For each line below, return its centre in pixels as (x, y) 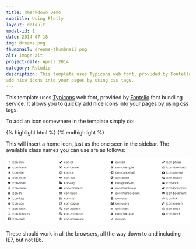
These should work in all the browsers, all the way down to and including (93, 233)
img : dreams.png (26, 43)
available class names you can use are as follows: (66, 150)
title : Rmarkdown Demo (34, 12)
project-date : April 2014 (37, 61)
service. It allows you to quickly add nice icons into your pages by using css (97, 104)
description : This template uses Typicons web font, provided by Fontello (99, 74)
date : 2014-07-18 (27, 37)
